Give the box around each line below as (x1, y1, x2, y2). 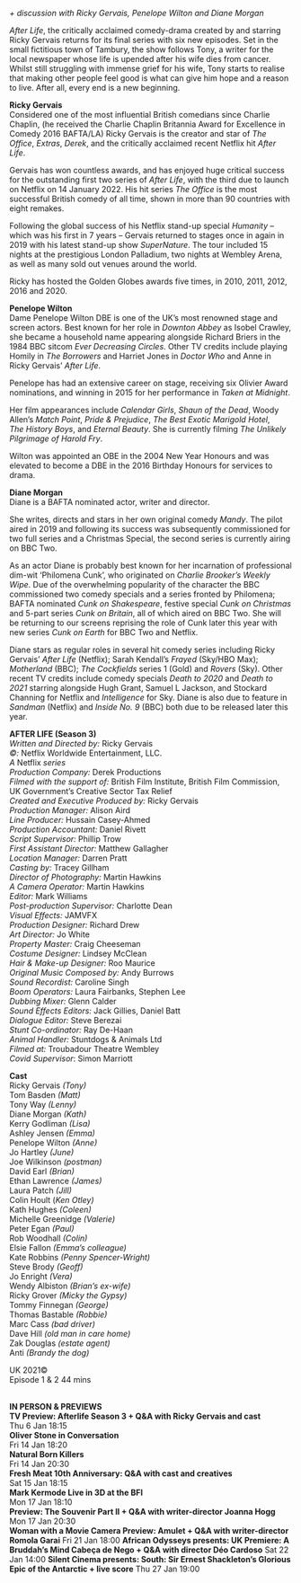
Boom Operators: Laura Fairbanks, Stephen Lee (9, 986, 186, 996)
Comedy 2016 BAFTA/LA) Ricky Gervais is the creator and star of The (9, 128, 267, 138)
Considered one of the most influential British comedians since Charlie (9, 110, 270, 119)
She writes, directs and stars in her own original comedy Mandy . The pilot (9, 514, 283, 525)
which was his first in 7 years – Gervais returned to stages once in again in (9, 230, 285, 241)
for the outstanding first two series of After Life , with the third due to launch (9, 174, 289, 185)
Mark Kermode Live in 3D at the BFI (9, 1487, 144, 1498)
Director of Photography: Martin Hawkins (9, 871, 162, 882)
